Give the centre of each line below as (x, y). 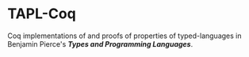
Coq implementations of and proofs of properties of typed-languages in (125, 36)
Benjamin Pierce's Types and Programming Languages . (100, 44)
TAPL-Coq (42, 14)
